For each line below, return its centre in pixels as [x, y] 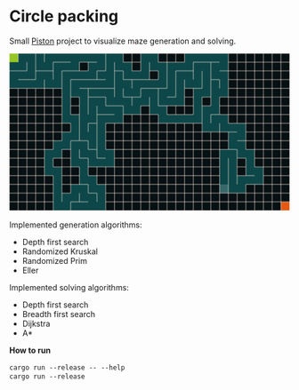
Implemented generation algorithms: [76, 225]
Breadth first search [59, 314]
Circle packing [64, 16]
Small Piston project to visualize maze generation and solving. [123, 41]
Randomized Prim [54, 261]
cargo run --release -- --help [67, 368]
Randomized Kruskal [60, 251]
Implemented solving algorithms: [69, 288]
